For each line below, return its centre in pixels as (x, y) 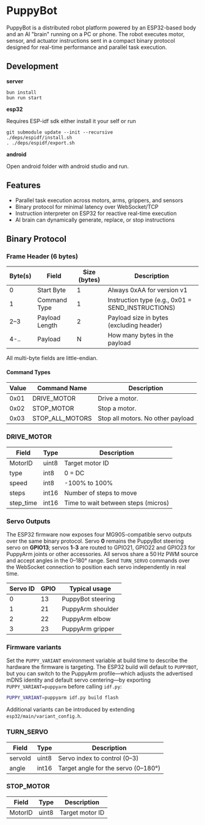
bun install (21, 92)
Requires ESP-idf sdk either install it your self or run (71, 121)
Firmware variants (34, 647)
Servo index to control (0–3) (98, 758)
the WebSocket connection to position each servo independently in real (96, 567)
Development (33, 66)
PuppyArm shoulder (90, 609)
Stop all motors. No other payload (146, 418)
